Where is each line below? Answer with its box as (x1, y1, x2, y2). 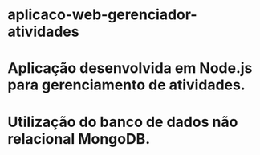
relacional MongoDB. (7, 129, 151, 148)
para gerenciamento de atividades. (7, 76, 246, 94)
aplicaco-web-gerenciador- (7, 6, 197, 24)
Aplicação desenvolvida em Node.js (7, 59, 253, 77)
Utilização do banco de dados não (7, 113, 238, 131)
